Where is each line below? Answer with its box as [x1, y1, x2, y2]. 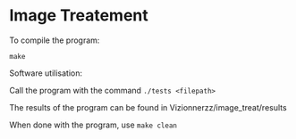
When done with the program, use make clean [9, 119, 177, 130]
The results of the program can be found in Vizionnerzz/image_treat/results [9, 102, 288, 112]
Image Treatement [9, 5, 149, 26]
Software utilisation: [9, 68, 83, 78]
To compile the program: [9, 35, 100, 45]
